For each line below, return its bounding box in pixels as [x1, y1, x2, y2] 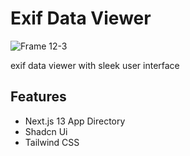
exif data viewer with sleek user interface [10, 59, 180, 71]
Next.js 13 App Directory [24, 115, 126, 127]
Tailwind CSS [24, 136, 80, 148]
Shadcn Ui [24, 125, 68, 137]
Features [10, 88, 67, 106]
